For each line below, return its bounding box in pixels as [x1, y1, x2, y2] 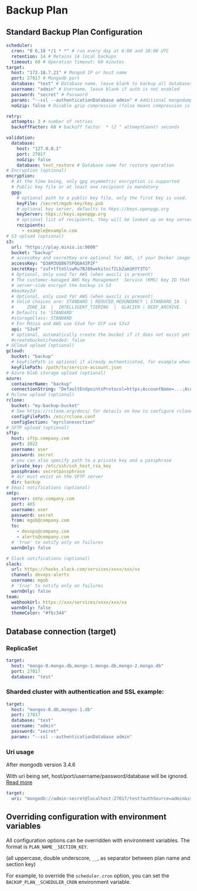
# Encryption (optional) [6, 168, 67, 173]
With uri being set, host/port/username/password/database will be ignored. [6, 773, 189, 780]
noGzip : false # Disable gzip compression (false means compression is [11, 102, 191, 109]
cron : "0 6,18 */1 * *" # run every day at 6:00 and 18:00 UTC [11, 48, 169, 54]
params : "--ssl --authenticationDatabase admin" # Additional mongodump [11, 97, 193, 103]
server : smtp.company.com [11, 495, 75, 502]
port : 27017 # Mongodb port [11, 75, 80, 81]
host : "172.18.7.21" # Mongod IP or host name [11, 70, 127, 76]
